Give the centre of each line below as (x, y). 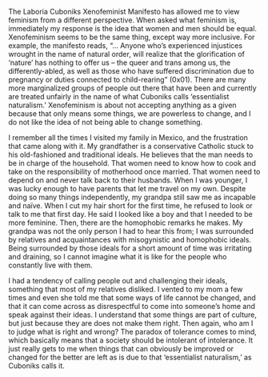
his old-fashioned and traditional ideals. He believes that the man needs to (131, 154)
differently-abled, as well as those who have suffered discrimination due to (131, 71)
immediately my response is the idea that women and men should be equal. (133, 28)
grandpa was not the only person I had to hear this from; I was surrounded (131, 231)
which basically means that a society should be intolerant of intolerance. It (131, 340)
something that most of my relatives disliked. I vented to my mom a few (126, 289)
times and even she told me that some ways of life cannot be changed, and (132, 298)
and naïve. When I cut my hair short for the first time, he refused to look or (131, 206)
